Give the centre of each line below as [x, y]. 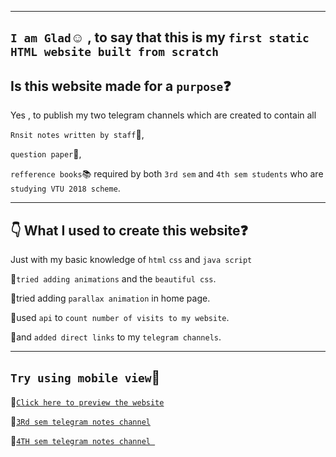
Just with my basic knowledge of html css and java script [131, 260]
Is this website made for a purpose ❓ [121, 86]
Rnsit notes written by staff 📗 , [77, 135]
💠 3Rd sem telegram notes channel [80, 421]
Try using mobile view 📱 [85, 377]
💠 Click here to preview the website [87, 402]
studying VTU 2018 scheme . [65, 188]
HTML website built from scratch [115, 52]
